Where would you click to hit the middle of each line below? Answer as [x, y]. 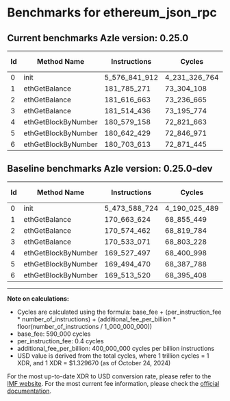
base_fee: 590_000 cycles [54, 334]
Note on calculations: [38, 298]
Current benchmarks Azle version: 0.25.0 [98, 38]
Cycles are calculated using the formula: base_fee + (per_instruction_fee [119, 312]
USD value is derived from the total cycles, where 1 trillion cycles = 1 [113, 356]
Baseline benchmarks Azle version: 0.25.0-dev [110, 169]
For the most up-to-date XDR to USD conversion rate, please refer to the [109, 376]
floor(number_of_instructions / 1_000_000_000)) [85, 326]
